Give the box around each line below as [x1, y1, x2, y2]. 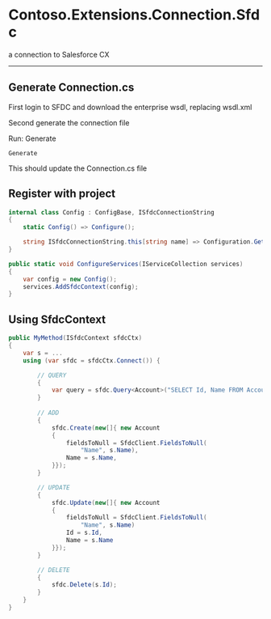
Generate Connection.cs [8, 81, 135, 95]
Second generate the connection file [8, 117, 130, 127]
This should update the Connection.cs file [8, 163, 148, 173]
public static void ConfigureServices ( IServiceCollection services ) [8, 260, 244, 268]
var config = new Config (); [23, 275, 117, 283]
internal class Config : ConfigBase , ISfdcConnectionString [8, 208, 215, 216]
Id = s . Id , [65, 528, 103, 537]
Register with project [8, 187, 116, 201]
